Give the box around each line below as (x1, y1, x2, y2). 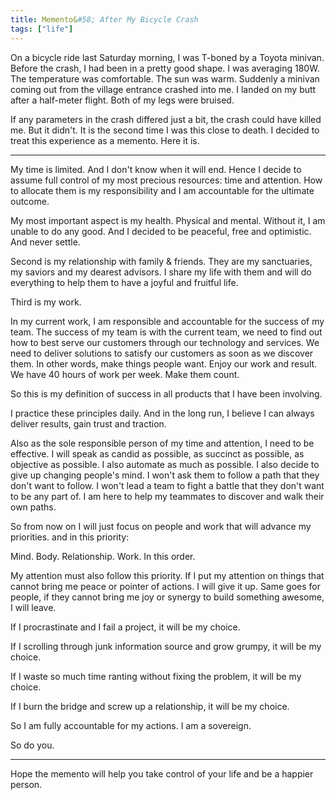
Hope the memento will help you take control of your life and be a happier (10, 767, 314, 780)
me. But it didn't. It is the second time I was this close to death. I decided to (10, 124, 320, 136)
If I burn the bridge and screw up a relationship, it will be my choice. (10, 700, 290, 712)
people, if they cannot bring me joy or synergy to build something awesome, (10, 591, 325, 603)
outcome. (10, 195, 50, 207)
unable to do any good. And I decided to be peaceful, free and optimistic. (10, 225, 312, 237)
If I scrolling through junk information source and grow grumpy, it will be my (10, 640, 322, 652)
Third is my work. (10, 296, 82, 308)
